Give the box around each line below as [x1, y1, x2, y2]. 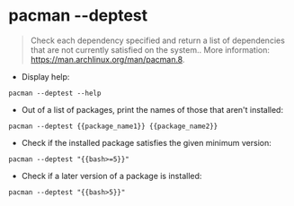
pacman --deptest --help [8, 89, 102, 98]
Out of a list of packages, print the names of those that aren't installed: [21, 104, 284, 115]
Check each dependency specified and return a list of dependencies [30, 35, 285, 46]
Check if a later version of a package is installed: [21, 170, 202, 181]
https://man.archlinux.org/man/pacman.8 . [30, 54, 185, 64]
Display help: [21, 71, 70, 82]
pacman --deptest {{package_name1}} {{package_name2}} [8, 122, 218, 131]
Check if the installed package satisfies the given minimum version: [21, 137, 272, 148]
